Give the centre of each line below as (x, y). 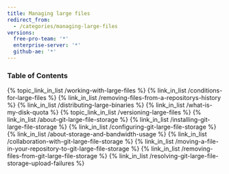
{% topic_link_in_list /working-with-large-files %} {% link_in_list (97, 90)
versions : (21, 33)
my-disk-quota (28, 112)
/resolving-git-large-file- (184, 156)
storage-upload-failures (41, 163)
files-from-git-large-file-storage (52, 156)
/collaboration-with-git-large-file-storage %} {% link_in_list (91, 142)
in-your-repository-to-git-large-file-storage (68, 149)
